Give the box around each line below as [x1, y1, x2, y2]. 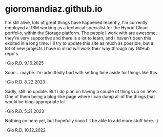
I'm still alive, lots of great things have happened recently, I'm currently [5, 20, 148, 25]
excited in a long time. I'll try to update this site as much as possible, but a [5, 40, 154, 46]
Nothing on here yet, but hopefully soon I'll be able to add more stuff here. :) [5, 117, 159, 123]
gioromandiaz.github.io [5, 3, 102, 15]
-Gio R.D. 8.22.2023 [5, 79, 45, 85]
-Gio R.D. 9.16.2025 [5, 60, 44, 66]
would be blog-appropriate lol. [5, 98, 66, 104]
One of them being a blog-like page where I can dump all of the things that [5, 94, 155, 99]
